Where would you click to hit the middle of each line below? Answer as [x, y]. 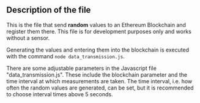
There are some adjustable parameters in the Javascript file [82, 68]
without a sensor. [28, 38]
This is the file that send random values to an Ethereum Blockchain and [96, 25]
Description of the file [49, 10]
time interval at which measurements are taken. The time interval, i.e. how [99, 81]
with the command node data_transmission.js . [66, 56]
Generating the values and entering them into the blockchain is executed [98, 50]
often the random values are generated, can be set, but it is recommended [100, 88]
